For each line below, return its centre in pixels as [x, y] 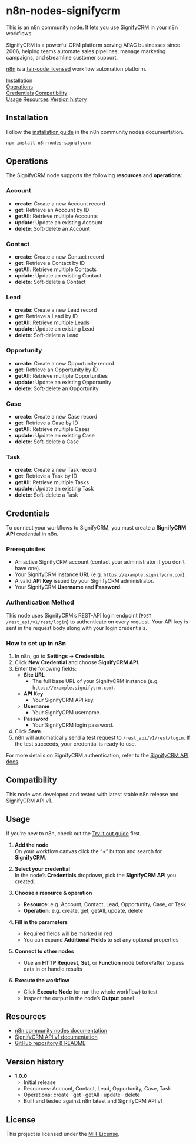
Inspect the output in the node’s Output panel [79, 998]
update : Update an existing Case [55, 435]
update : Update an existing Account [59, 222]
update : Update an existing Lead [54, 329]
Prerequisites [26, 549]
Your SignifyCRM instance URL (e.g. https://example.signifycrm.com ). [100, 574]
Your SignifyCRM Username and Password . [68, 587]
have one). [28, 569]
